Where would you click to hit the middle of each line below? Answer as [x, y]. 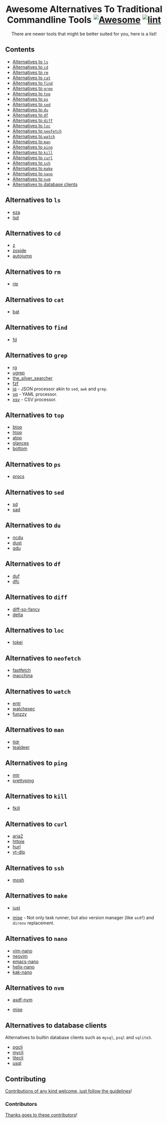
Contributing [25, 1079]
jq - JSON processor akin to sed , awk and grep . [60, 389]
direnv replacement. [33, 923]
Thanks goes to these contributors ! [41, 1115]
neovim [20, 956]
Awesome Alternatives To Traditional [84, 9]
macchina [22, 675]
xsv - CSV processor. [34, 399]
